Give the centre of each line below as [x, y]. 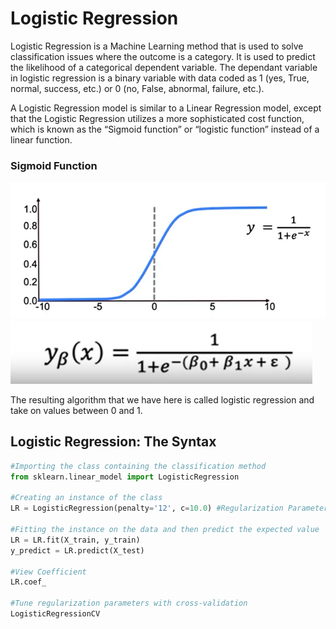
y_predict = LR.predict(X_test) [77, 550]
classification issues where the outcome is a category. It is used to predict [163, 56]
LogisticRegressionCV [55, 614]
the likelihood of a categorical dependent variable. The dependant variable [164, 67]
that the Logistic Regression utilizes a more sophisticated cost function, [157, 118]
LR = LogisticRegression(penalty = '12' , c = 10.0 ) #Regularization [147, 508]
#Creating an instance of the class [86, 498]
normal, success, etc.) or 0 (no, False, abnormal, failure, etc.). [137, 88]
